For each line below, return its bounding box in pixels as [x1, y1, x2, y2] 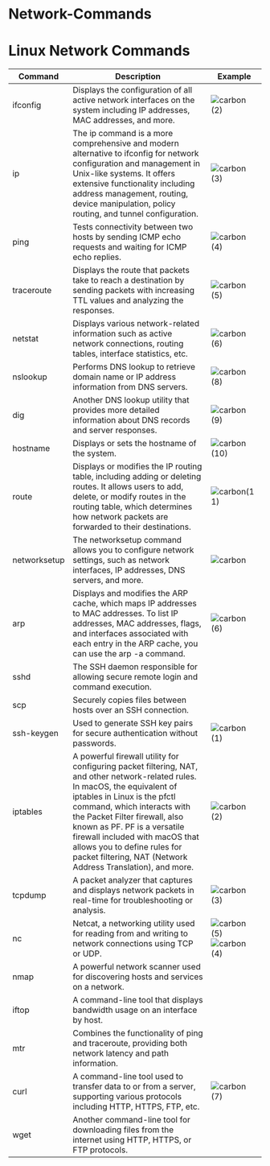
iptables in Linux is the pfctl [72, 791, 176, 802]
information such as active [72, 328, 173, 339]
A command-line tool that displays [72, 994, 203, 1006]
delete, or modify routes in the [72, 491, 186, 502]
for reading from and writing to [72, 928, 189, 939]
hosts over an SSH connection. [72, 705, 189, 716]
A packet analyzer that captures [72, 874, 193, 886]
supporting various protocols [72, 1091, 182, 1102]
